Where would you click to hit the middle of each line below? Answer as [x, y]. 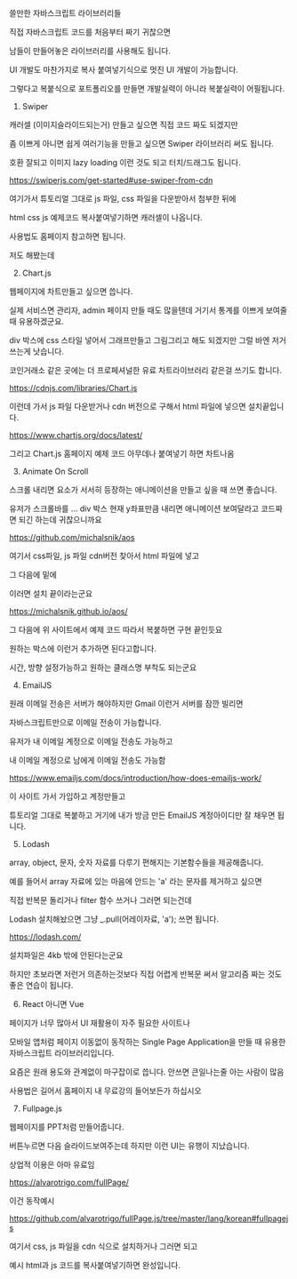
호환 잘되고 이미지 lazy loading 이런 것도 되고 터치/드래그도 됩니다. [125, 162]
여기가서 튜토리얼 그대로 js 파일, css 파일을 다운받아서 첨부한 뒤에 [123, 199]
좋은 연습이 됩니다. [41, 985]
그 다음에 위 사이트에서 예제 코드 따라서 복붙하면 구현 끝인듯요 [116, 630]
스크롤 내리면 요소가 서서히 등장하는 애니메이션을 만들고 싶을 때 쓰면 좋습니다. [143, 490]
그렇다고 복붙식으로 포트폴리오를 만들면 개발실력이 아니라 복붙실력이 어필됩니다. [147, 88]
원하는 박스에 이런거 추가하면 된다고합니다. [83, 648]
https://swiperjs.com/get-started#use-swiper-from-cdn [111, 180]
